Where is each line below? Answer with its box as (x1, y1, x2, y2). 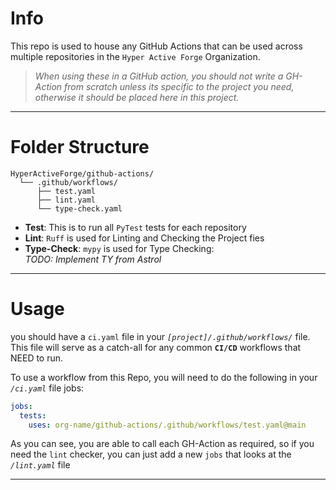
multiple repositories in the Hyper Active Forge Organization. (10, 50, 261, 62)
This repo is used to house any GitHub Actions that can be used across (10, 40, 303, 52)
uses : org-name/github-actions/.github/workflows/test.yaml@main (28, 420, 307, 430)
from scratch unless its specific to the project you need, (64, 80, 295, 92)
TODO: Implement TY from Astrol (24, 253, 162, 265)
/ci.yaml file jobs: (10, 382, 85, 394)
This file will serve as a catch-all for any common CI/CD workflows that (10, 341, 302, 353)
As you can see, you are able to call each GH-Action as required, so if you (10, 438, 315, 450)
